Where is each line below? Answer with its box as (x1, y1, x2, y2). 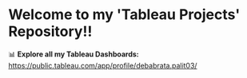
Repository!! (8, 22, 93, 41)
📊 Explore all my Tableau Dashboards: (8, 49, 140, 59)
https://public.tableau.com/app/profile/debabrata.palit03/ (8, 60, 197, 70)
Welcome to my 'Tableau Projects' (8, 6, 241, 24)
